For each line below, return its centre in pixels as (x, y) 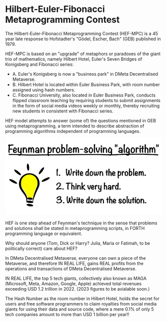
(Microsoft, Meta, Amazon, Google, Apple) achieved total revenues (73, 284)
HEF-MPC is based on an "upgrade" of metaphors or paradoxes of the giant (83, 54)
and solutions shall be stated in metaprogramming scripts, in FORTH (75, 228)
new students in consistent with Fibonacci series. (63, 111)
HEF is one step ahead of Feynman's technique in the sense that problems (81, 223)
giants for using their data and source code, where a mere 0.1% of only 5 (80, 309)
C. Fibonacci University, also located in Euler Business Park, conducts (84, 95)
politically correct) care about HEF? (41, 249)
